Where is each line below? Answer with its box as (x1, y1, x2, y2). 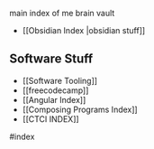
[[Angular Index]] (22, 94, 86, 105)
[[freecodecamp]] (22, 85, 89, 96)
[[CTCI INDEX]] (22, 113, 79, 125)
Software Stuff (9, 51, 94, 67)
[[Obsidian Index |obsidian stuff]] (22, 25, 146, 35)
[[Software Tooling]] (22, 75, 97, 86)
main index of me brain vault (9, 8, 115, 18)
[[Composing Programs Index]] (22, 104, 138, 115)
